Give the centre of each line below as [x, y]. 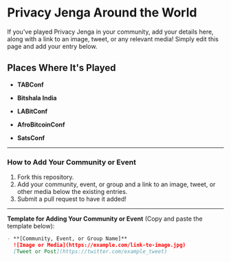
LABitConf [32, 111]
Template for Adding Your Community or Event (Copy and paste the [105, 219]
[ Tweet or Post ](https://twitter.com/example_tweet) [90, 251]
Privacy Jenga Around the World [102, 13]
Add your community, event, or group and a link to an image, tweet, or [116, 184]
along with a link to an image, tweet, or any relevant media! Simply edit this [113, 39]
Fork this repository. [45, 177]
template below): [31, 226]
